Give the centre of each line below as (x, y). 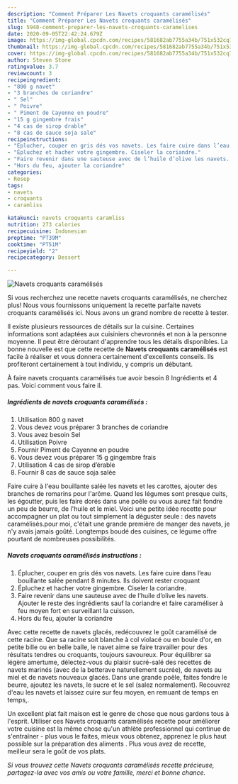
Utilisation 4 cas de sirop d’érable (66, 465)
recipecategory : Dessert (44, 258)
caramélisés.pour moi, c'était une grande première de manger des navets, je (119, 524)
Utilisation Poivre (42, 442)
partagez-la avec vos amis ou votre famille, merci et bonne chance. (107, 773)
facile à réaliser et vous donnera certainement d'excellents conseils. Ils (111, 357)
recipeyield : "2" (33, 251)
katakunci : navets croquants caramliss (66, 218)
